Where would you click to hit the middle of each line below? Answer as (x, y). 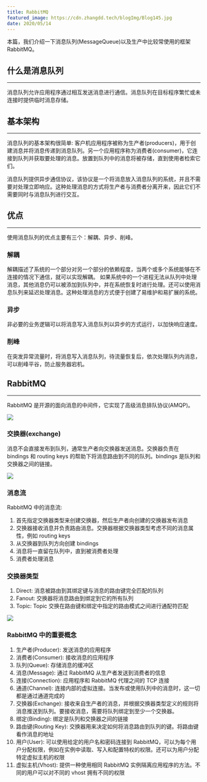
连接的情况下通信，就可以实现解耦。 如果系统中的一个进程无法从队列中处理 (102, 277)
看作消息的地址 (35, 734)
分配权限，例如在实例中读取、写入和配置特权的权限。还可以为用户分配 (110, 749)
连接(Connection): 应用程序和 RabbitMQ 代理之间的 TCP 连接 (92, 680)
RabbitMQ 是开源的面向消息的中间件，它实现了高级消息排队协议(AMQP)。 (100, 405)
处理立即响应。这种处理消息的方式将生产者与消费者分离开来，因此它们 (106, 187)
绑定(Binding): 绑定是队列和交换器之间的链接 (72, 719)
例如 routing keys (49, 536)
